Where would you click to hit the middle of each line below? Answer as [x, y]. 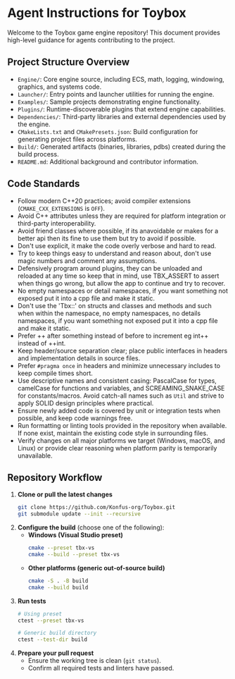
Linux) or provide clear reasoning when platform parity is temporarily [117, 448]
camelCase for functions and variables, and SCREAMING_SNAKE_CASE [121, 388]
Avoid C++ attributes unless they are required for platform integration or [122, 216]
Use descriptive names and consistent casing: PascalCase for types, [117, 380]
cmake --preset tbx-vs [61, 548]
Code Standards [44, 184]
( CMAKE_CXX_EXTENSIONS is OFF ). [61, 208]
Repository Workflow [55, 477]
